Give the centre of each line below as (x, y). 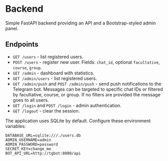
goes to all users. (31, 100)
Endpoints (22, 45)
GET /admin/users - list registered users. (55, 78)
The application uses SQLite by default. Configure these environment (78, 121)
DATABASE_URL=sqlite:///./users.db (43, 136)
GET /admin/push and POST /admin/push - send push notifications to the (87, 84)
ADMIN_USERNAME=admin (28, 140)
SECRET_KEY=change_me (28, 149)
